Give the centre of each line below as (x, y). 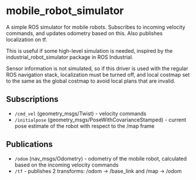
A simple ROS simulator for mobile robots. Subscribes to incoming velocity (96, 27)
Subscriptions (32, 99)
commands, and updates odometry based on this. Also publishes (84, 33)
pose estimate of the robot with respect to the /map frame (85, 126)
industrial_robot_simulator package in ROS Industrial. (70, 57)
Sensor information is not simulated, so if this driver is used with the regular (97, 68)
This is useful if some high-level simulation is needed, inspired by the (89, 50)
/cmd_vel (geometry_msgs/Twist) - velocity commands (80, 113)
